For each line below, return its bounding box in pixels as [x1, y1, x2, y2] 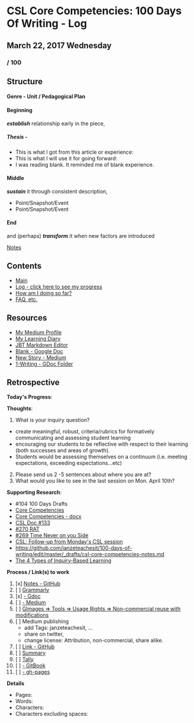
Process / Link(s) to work [7, 568, 70, 575]
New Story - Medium [15, 354, 67, 361]
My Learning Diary [15, 335, 61, 342]
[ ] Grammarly [15, 586, 50, 593]
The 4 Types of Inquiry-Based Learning [15, 557, 112, 564]
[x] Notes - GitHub [15, 580, 61, 587]
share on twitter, [24, 630, 64, 638]
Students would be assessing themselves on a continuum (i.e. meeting [15, 453, 188, 460]
